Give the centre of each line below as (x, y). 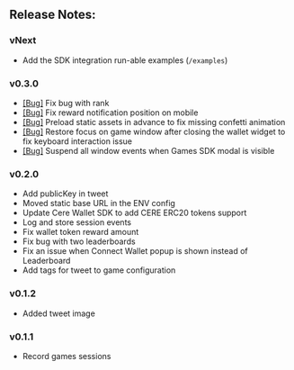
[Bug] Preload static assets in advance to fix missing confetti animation (154, 122)
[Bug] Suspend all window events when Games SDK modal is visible (148, 150)
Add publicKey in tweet (65, 194)
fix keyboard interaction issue (77, 141)
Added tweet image (59, 313)
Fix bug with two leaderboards (79, 241)
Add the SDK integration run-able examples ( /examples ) (125, 60)
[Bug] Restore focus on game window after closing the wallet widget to (154, 131)
